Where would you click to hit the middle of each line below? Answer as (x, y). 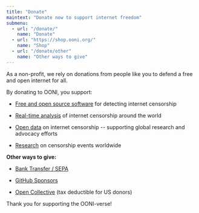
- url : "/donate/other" (41, 51)
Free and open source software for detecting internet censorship (96, 104)
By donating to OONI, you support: (49, 92)
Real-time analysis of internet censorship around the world (88, 115)
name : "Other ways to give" (52, 57)
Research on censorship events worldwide (68, 145)
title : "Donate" (27, 12)
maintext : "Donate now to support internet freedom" (74, 17)
